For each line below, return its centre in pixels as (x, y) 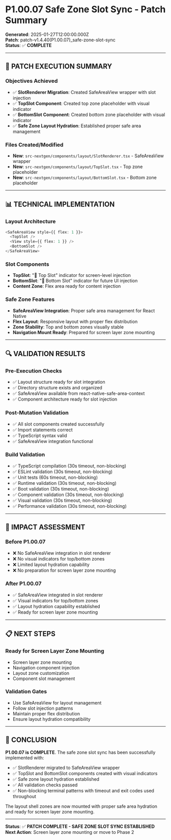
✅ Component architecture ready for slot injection (65, 399)
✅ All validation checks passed (45, 785)
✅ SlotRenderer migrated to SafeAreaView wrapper (66, 767)
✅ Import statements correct (42, 430)
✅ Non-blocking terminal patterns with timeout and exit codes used (83, 790)
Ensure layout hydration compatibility (51, 719)
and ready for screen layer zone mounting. (50, 811)
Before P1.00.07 (25, 542)
